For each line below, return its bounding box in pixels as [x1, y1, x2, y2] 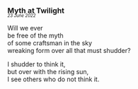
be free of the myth [7, 31, 64, 40]
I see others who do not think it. [7, 75, 100, 83]
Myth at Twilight [7, 6, 65, 16]
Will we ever [7, 24, 44, 32]
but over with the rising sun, [7, 68, 89, 76]
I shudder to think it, [7, 60, 66, 69]
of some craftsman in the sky [7, 39, 93, 47]
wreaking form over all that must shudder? [7, 47, 131, 55]
